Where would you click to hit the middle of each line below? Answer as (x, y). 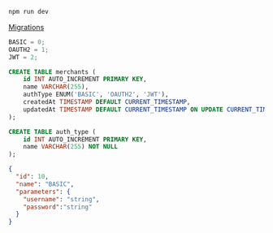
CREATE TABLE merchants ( (52, 72)
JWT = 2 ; (23, 57)
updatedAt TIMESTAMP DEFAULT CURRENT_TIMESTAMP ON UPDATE (123, 110)
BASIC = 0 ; (27, 42)
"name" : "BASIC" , (45, 184)
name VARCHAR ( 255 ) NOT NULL (70, 147)
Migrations (26, 27)
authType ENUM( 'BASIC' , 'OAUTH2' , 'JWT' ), (96, 95)
